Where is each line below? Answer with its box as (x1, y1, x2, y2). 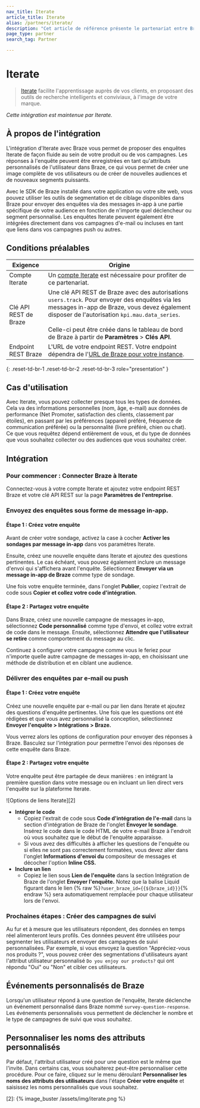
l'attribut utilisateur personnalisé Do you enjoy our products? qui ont (6, 957, 174, 964)
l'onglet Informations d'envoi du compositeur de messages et (23, 853, 177, 860)
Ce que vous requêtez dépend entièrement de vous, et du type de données (6, 430, 191, 437)
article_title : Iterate (6, 14, 65, 20)
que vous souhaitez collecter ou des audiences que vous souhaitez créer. (6, 436, 187, 443)
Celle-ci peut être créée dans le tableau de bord (48, 325, 183, 334)
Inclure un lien (14, 865, 51, 872)
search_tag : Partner (6, 36, 58, 42)
